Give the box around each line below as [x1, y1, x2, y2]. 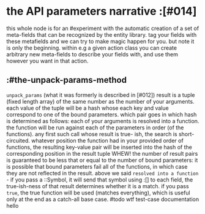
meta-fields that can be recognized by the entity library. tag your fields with [6, 31, 197, 38]
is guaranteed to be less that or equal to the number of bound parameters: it [6, 156, 198, 164]
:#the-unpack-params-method [6, 75, 127, 85]
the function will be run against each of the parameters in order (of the [6, 124, 184, 131]
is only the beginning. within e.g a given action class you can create [6, 44, 177, 52]
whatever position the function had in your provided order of [31, 137, 184, 144]
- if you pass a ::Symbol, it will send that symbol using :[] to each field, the [6, 176, 193, 183]
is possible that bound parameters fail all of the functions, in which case [6, 162, 188, 170]
